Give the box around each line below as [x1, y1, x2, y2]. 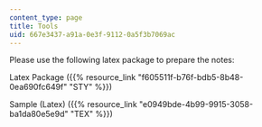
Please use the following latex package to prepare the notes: [9, 55, 235, 66]
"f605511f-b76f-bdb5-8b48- [137, 72, 244, 83]
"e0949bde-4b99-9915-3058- [138, 99, 254, 110]
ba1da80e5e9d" [9, 109, 70, 120]
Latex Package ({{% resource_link [9, 72, 136, 83]
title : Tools [9, 22, 59, 31]
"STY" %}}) [69, 82, 113, 93]
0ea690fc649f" [9, 82, 68, 93]
